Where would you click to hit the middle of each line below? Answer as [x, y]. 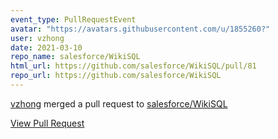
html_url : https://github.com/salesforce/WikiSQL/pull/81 [133, 66]
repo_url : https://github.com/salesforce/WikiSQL [116, 76]
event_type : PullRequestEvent [73, 19]
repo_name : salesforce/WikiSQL [75, 57]
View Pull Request [47, 123]
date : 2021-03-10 [46, 47]
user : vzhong [37, 38]
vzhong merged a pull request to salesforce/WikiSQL [119, 103]
